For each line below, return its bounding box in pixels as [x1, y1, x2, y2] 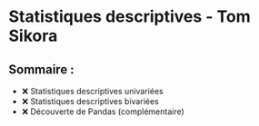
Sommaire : [8, 62, 75, 77]
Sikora [8, 25, 58, 46]
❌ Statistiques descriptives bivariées [21, 96, 160, 106]
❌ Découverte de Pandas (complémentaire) [21, 106, 185, 117]
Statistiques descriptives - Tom [8, 6, 251, 27]
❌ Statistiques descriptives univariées [21, 86, 164, 96]
